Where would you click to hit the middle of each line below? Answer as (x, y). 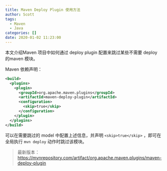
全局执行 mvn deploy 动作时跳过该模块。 (46, 141)
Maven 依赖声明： (24, 69)
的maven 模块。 (21, 58)
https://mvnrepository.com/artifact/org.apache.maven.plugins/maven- (89, 158)
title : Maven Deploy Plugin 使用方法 (43, 10)
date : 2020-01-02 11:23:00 (33, 38)
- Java (16, 28)
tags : (11, 19)
